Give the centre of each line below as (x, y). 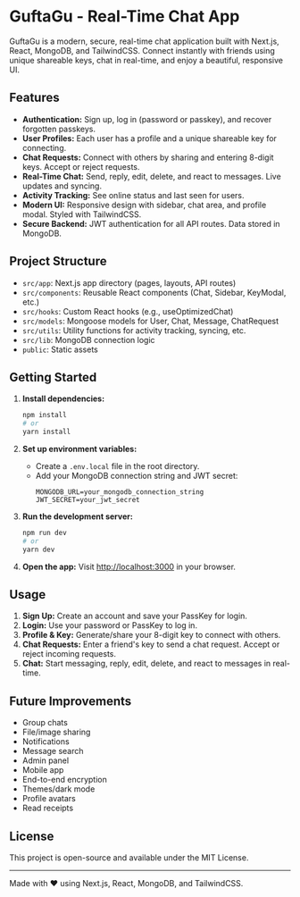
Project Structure (58, 261)
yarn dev (38, 549)
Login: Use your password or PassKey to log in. (110, 625)
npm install (44, 415)
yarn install (46, 432)
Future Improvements (71, 701)
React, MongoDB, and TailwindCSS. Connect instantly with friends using (142, 50)
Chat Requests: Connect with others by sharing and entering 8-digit (148, 157)
